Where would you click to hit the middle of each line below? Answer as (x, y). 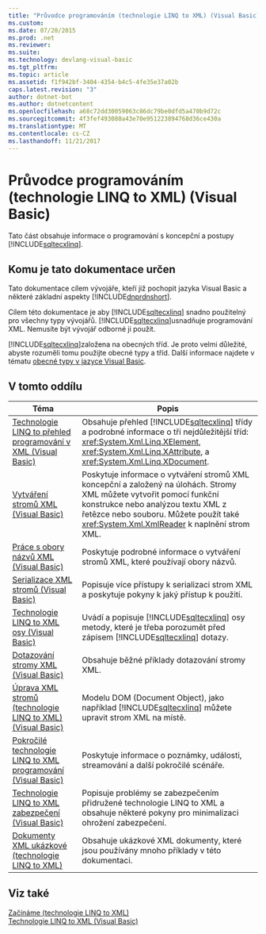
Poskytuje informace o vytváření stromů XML (166, 475)
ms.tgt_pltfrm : (33, 67)
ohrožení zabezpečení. (124, 823)
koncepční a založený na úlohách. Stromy (159, 485)
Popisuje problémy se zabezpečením (150, 793)
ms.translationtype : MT (47, 126)
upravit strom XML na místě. (134, 717)
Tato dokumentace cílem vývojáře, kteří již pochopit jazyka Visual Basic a (127, 288)
